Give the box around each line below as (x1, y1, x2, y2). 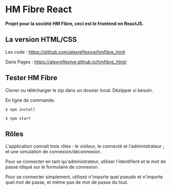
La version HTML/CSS (5, 35, 77, 44)
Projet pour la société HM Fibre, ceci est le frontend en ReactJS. (5, 20, 144, 27)
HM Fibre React (5, 4, 72, 15)
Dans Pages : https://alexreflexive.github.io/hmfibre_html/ (5, 59, 127, 65)
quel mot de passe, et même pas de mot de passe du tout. (5, 179, 129, 185)
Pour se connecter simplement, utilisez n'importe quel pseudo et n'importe (5, 174, 163, 180)
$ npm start (5, 116, 31, 121)
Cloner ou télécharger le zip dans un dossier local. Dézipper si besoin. (5, 87, 154, 93)
